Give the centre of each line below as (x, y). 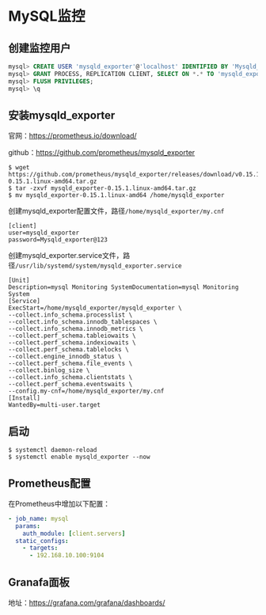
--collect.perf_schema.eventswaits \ (70, 385)
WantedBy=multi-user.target (55, 405)
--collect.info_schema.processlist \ (70, 315)
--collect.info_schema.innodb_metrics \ (76, 329)
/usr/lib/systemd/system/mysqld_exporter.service (99, 266)
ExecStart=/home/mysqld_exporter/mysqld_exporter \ (95, 308)
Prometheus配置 (49, 483)
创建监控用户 (40, 48)
